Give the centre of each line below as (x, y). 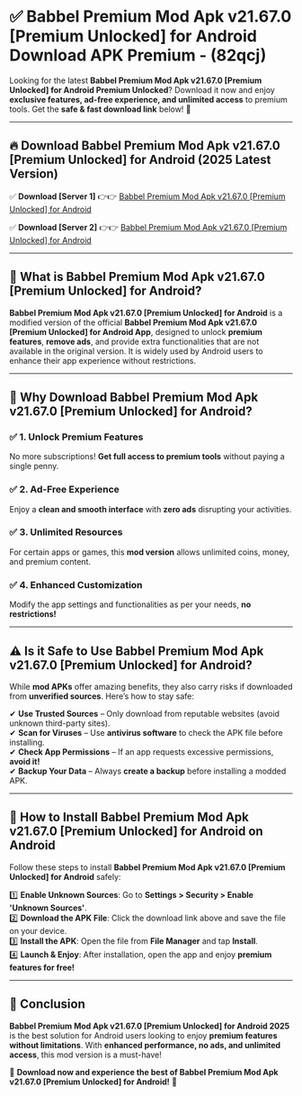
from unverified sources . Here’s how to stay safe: (102, 696)
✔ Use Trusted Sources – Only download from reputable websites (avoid (145, 713)
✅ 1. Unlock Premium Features (76, 437)
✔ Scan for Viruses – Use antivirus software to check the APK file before (146, 732)
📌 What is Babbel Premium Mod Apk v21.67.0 (137, 277)
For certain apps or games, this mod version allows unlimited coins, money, (150, 552)
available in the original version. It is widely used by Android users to (136, 351)
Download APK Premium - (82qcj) (138, 55)
